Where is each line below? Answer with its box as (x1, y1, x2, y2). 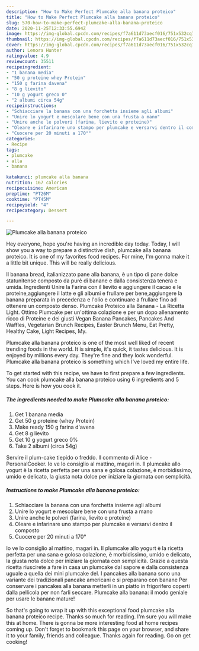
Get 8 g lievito (14, 430, 49, 437)
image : (6, 31, 23, 37)
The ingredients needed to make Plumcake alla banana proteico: (6, 396, 169, 403)
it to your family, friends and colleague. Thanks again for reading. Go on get (6, 632, 191, 639)
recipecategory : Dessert (6, 207, 68, 213)
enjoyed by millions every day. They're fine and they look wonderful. (6, 352, 173, 359)
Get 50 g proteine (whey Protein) (14, 417, 95, 424)
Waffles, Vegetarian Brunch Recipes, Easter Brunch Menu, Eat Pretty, (6, 322, 175, 329)
